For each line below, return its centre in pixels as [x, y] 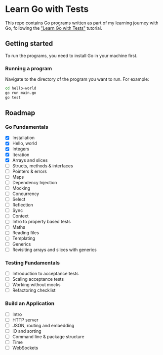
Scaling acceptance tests [38, 279]
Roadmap [20, 113]
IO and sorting [27, 331]
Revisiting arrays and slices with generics [55, 250]
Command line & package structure [48, 336]
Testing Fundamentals [33, 262]
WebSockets [25, 348]
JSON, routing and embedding [43, 325]
